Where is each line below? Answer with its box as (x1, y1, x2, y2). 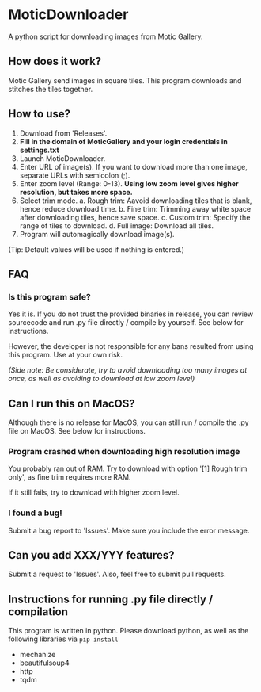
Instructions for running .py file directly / (8, 592, 214, 606)
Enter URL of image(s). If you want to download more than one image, (19, 162, 248, 171)
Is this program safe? (8, 291, 91, 302)
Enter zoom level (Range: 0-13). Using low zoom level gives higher (19, 178, 239, 188)
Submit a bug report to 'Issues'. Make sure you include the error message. (8, 526, 250, 535)
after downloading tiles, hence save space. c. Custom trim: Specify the (19, 212, 251, 222)
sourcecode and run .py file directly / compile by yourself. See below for (8, 318, 244, 327)
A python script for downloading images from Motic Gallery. (8, 32, 203, 41)
